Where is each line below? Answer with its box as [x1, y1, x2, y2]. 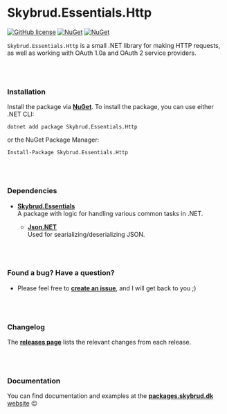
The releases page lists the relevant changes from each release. [7, 338, 192, 347]
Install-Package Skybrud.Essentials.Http [7, 149, 129, 156]
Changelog [7, 322, 45, 331]
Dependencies [7, 186, 57, 196]
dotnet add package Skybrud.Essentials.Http [7, 124, 138, 131]
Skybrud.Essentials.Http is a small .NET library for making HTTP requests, [7, 41, 221, 49]
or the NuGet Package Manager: [7, 135, 100, 144]
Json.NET [27, 222, 57, 231]
